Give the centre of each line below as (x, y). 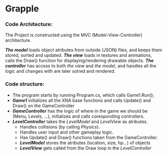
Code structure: (25, 84)
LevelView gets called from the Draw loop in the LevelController (86, 148)
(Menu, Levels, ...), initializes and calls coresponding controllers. (78, 116)
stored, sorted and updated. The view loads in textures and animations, (79, 55)
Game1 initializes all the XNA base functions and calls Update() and (82, 100)
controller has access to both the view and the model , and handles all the (81, 66)
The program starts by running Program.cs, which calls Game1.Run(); (83, 95)
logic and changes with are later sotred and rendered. (60, 71)
